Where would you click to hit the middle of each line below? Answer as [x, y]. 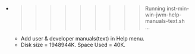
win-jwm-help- [163, 15]
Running [155, 9]
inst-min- [178, 9]
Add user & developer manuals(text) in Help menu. [82, 38]
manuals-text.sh [165, 21]
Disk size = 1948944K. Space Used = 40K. [73, 45]
